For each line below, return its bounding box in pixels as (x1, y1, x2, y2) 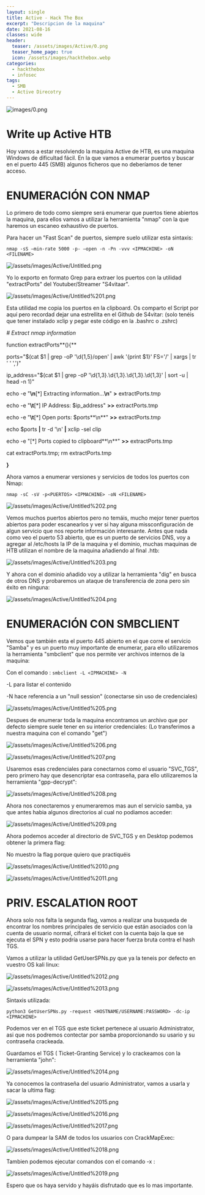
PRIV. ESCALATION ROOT (6, 896, 138, 909)
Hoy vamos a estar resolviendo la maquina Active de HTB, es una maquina (6, 147, 195, 155)
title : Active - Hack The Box (6, 15, 84, 21)
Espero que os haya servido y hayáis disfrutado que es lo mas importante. (6, 1181, 194, 1189)
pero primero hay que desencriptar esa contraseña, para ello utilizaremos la (6, 771, 198, 779)
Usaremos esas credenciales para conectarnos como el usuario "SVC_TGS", (6, 765, 199, 773)
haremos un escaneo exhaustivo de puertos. (6, 222, 119, 229)
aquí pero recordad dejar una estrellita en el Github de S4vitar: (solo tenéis (6, 311, 195, 318)
